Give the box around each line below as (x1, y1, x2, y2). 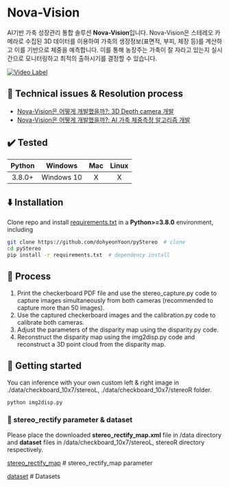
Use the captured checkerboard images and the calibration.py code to (16, 311, 216, 319)
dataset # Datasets (7, 472, 60, 480)
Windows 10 (40, 172, 82, 182)
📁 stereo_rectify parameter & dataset (7, 415, 132, 424)
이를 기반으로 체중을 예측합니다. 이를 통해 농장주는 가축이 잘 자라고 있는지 (14, 45, 210, 54)
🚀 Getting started (7, 360, 82, 372)
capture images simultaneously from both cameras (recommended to (16, 296, 214, 304)
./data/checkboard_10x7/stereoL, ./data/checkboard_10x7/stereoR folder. (7, 385, 213, 393)
